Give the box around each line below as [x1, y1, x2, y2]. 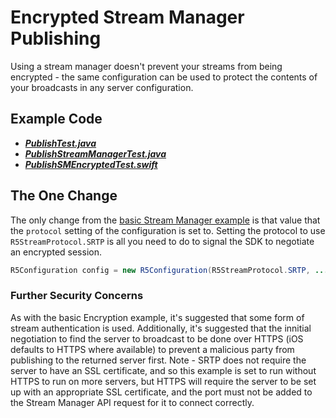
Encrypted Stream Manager [10, 6, 245, 29]
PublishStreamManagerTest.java [24, 147, 167, 160]
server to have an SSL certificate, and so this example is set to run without [10, 364, 317, 376]
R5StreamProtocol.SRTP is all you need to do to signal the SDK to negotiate [10, 235, 315, 247]
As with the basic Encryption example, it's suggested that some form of [10, 311, 305, 323]
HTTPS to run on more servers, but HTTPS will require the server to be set [10, 375, 317, 387]
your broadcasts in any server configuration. [10, 81, 194, 93]
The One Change [10, 187, 118, 205]
